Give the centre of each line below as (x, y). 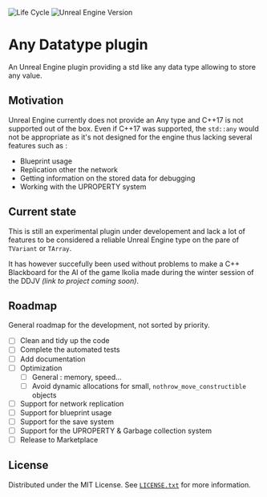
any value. (25, 75)
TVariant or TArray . (40, 248)
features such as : (38, 145)
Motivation (36, 101)
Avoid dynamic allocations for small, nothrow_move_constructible (139, 386)
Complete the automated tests (70, 350)
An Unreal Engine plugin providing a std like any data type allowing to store (132, 67)
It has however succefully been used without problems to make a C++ (124, 264)
